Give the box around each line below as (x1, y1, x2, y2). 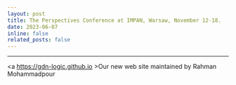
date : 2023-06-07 (7, 23, 58, 30)
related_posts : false (7, 37, 71, 44)
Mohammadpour (7, 70, 55, 78)
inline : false (7, 30, 49, 37)
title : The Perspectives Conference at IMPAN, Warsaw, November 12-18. (7, 17, 221, 24)
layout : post (7, 10, 46, 18)
